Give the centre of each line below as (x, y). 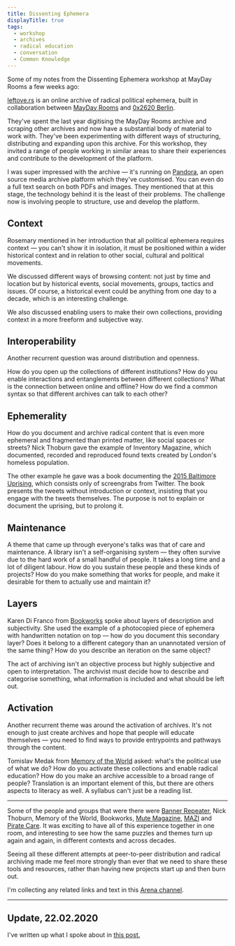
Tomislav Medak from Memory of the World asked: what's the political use (114, 761)
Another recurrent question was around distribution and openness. (103, 358)
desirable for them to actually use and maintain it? (79, 582)
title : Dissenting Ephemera (48, 14)
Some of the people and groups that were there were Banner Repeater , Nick (116, 810)
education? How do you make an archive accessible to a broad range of (111, 775)
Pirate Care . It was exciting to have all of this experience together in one (111, 825)
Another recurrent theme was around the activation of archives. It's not (109, 725)
